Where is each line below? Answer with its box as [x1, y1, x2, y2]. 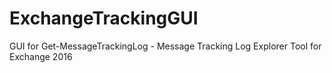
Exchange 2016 [9, 50, 73, 62]
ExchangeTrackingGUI [9, 7, 199, 30]
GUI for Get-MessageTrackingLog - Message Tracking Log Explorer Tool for [9, 40, 322, 52]
